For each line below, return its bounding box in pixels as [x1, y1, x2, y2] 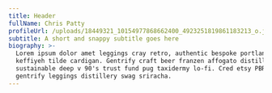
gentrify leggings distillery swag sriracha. [15, 72, 172, 80]
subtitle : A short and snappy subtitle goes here [8, 34, 180, 43]
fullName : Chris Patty [8, 19, 85, 27]
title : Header [8, 11, 57, 20]
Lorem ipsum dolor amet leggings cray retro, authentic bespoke [15, 49, 237, 57]
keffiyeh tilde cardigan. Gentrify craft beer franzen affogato [15, 57, 237, 66]
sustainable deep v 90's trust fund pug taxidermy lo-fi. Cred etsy [15, 65, 252, 73]
